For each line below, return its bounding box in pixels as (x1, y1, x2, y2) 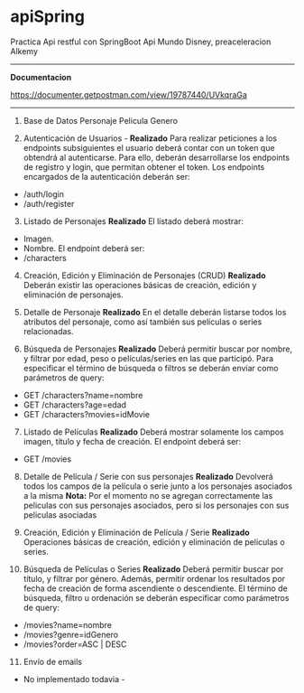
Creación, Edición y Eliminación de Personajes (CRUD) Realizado (23, 269, 266, 281)
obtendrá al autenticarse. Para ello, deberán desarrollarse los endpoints (23, 152, 290, 163)
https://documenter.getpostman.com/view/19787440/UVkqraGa (10, 89, 247, 100)
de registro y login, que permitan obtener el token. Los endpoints (23, 161, 265, 173)
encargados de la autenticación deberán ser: (23, 171, 190, 182)
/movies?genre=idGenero (23, 629, 119, 640)
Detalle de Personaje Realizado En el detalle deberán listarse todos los (23, 306, 287, 317)
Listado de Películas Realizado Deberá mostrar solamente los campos (23, 426, 285, 437)
